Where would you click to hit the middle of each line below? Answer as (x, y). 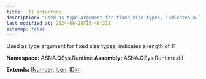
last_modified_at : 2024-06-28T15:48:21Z (59, 23)
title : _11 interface (34, 12)
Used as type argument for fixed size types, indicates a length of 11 (91, 46)
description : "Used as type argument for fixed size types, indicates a (101, 18)
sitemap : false (26, 29)
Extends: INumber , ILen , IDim (44, 70)
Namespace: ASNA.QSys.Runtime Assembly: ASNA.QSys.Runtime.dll (95, 58)
